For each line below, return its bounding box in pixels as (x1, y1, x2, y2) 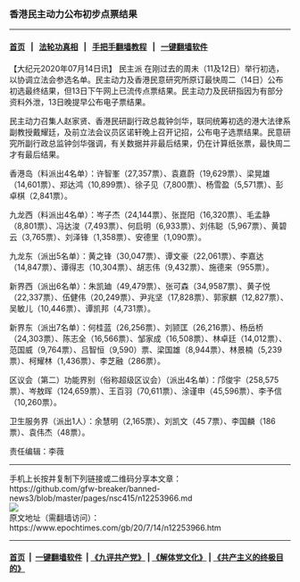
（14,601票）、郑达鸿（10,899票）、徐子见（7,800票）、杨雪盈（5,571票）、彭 (9, 179, 284, 189)
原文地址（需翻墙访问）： (9, 511, 100, 523)
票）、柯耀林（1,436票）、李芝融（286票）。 (9, 355, 165, 366)
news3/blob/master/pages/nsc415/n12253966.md (9, 493, 193, 503)
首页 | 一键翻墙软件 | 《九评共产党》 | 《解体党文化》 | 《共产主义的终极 (9, 552, 277, 563)
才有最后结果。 (9, 149, 64, 160)
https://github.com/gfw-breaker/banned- (9, 483, 161, 494)
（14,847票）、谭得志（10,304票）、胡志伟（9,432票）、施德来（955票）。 (9, 262, 274, 272)
